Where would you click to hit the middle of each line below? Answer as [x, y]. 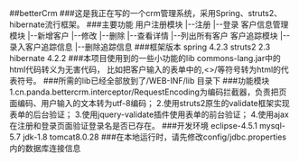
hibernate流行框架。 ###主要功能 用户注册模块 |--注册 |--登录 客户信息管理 [149, 24]
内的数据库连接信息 [45, 148]
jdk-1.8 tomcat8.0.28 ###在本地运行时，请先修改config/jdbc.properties [154, 137]
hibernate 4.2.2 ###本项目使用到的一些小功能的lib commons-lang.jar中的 [145, 58]
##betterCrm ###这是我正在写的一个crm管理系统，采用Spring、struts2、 [146, 13]
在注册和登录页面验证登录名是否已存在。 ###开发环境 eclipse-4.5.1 [133, 126]
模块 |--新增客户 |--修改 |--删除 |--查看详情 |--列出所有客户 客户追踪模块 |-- [150, 36]
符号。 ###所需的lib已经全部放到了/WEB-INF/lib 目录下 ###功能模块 [143, 81]
